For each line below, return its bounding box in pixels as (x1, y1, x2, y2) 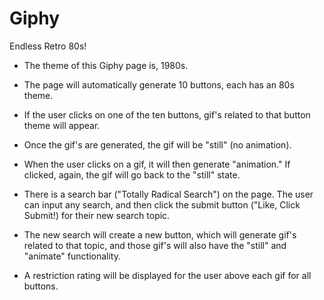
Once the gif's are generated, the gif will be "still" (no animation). (23, 138, 292, 151)
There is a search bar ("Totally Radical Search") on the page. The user (23, 188, 314, 200)
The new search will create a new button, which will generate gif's (23, 228, 297, 241)
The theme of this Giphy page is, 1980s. (23, 59, 189, 71)
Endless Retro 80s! (9, 40, 87, 52)
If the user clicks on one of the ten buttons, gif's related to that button (23, 108, 311, 121)
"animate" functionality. (23, 250, 121, 262)
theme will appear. (23, 119, 101, 131)
